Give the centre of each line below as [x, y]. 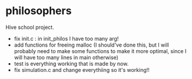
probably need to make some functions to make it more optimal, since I [100, 51]
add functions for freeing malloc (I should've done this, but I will [91, 45]
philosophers [39, 11]
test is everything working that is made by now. [71, 64]
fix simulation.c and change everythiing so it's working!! [82, 70]
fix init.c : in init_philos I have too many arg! [66, 38]
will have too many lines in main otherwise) [66, 57]
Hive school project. [30, 27]
